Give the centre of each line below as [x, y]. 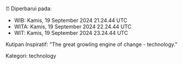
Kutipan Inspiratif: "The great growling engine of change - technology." [91, 44]
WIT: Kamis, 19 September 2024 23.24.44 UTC [71, 33]
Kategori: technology [31, 56]
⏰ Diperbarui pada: [29, 9]
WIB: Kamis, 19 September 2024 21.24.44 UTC [71, 20]
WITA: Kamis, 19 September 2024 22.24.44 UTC [73, 27]
